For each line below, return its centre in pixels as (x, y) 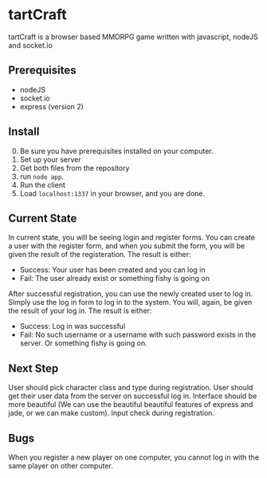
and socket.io (31, 45)
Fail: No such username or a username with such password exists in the (138, 335)
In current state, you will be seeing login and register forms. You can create (132, 238)
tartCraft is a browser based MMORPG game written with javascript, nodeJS (133, 37)
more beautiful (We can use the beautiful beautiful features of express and (131, 405)
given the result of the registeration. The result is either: (100, 255)
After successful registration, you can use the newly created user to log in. (131, 294)
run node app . (41, 176)
